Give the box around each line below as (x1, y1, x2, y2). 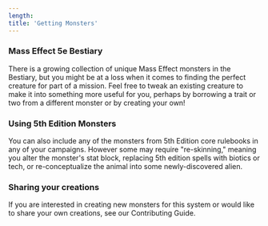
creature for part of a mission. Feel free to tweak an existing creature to (8, 81, 244, 91)
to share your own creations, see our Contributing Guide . (8, 208, 196, 218)
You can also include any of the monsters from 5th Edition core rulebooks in (8, 136, 258, 146)
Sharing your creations (8, 182, 100, 193)
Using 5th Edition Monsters (8, 118, 117, 129)
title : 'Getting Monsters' (8, 19, 98, 27)
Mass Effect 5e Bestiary (8, 46, 103, 57)
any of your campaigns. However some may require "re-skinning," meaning (8, 145, 257, 155)
